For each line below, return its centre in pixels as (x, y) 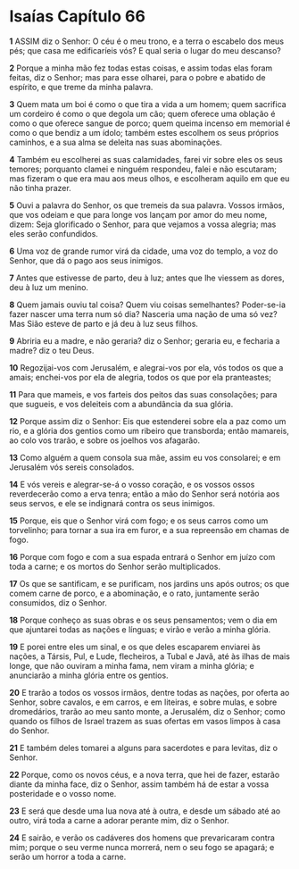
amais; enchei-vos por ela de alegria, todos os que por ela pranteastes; (141, 377)
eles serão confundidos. (54, 233)
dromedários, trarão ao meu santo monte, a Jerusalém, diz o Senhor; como (147, 711)
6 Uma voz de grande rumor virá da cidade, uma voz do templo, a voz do (144, 251)
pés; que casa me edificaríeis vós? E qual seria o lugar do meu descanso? (145, 50)
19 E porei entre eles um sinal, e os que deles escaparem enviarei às (135, 647)
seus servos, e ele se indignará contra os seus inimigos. (112, 503)
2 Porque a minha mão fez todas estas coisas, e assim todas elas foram (141, 68)
